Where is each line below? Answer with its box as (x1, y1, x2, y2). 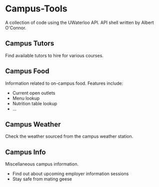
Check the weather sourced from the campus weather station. (5, 133, 133, 140)
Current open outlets (12, 90, 55, 96)
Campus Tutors (5, 39, 54, 48)
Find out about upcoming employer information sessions (12, 171, 129, 177)
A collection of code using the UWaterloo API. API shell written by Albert (5, 19, 154, 25)
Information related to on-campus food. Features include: (5, 80, 123, 86)
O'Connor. (5, 24, 26, 30)
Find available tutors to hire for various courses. (5, 52, 104, 58)
